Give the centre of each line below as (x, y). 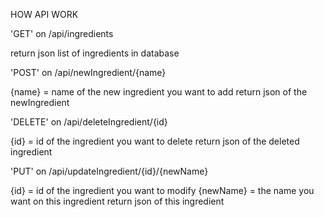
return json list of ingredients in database (95, 53)
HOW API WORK (44, 14)
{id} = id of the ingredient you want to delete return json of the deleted (155, 141)
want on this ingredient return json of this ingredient (117, 201)
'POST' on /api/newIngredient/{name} (88, 72)
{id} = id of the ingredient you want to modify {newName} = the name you (162, 190)
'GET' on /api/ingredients (62, 33)
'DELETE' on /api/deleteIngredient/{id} (89, 122)
